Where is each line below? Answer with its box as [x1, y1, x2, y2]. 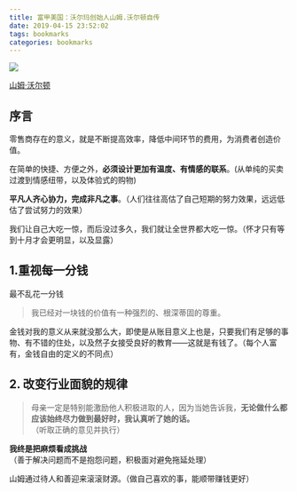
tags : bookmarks [9, 29, 69, 38]
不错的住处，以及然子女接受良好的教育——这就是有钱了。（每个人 [32, 337, 270, 347]
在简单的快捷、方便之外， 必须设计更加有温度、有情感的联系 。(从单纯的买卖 [9, 163, 285, 174]
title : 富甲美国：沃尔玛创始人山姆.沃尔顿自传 [9, 12, 160, 22]
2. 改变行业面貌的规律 [9, 377, 129, 392]
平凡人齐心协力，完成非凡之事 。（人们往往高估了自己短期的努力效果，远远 [9, 194, 277, 204]
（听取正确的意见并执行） [30, 424, 125, 435]
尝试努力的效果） [24, 205, 87, 216]
